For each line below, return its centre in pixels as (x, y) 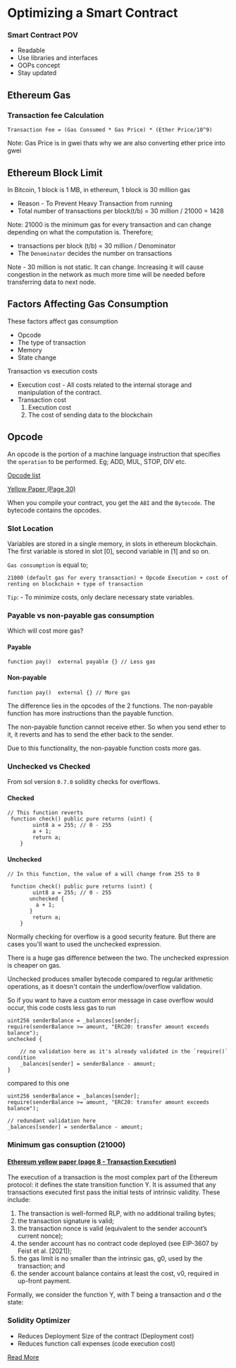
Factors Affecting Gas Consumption (88, 304)
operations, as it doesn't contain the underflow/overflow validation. (105, 987)
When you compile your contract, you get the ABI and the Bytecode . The (111, 502)
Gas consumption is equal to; (48, 565)
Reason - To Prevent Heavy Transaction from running (95, 203)
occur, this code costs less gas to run (62, 1008)
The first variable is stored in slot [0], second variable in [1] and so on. (109, 551)
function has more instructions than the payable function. (91, 713)
